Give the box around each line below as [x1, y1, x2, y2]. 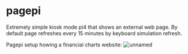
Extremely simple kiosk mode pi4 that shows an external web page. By [6, 23, 178, 31]
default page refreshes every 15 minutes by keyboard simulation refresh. [6, 29, 183, 36]
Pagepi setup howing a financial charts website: [6, 41, 123, 48]
